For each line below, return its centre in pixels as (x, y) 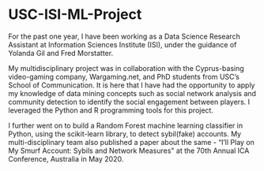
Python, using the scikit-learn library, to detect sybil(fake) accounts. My (125, 134)
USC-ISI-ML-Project (75, 15)
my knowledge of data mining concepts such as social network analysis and (132, 93)
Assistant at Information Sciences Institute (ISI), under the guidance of (123, 44)
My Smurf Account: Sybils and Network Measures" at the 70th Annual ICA (129, 151)
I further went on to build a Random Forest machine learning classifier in (126, 125)
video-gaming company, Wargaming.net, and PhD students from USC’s (124, 76)
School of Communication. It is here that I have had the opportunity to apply (132, 85)
